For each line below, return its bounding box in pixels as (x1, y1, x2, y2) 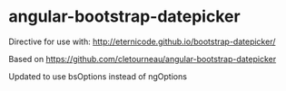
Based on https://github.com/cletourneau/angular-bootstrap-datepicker (8, 53, 277, 64)
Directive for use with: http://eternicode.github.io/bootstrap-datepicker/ (8, 36, 276, 47)
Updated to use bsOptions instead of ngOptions (8, 70, 188, 82)
